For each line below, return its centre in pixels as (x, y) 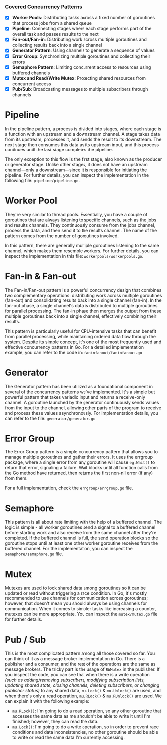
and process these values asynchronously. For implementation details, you (82, 413)
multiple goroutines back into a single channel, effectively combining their (81, 316)
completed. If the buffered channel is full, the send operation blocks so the (82, 538)
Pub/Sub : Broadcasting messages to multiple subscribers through (80, 89)
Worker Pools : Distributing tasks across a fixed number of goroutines (83, 18)
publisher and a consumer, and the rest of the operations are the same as (80, 664)
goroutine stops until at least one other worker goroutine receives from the (82, 543)
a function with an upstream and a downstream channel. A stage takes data (83, 134)
